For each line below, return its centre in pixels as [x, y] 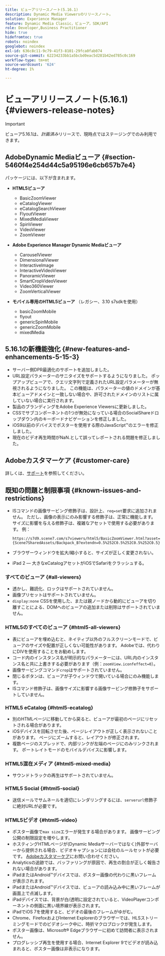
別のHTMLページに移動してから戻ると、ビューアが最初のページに [79, 719]
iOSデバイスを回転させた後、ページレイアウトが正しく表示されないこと [85, 731]
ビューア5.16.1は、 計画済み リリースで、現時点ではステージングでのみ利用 [79, 134]
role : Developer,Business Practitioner [46, 28]
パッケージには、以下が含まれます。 [42, 177]
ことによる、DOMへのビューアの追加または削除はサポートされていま [91, 607]
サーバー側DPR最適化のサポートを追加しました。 [62, 370]
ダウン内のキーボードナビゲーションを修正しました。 [75, 419]
